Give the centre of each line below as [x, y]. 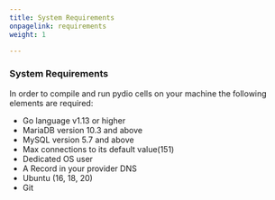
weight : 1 [28, 34]
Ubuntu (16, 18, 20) [57, 177]
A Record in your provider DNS [79, 168]
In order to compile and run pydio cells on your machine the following [138, 93]
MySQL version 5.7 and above [78, 140]
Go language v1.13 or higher [74, 120]
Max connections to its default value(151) [98, 149]
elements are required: [51, 103]
